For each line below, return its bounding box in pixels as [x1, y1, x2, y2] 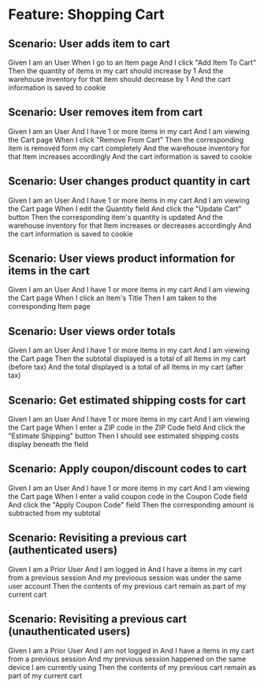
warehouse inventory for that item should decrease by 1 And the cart [8, 75, 231, 84]
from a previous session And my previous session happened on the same [8, 654, 247, 664]
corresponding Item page [8, 302, 91, 311]
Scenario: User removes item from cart [8, 106, 203, 119]
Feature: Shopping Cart [8, 6, 165, 24]
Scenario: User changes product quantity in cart [8, 175, 251, 188]
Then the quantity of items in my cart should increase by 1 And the [8, 66, 224, 76]
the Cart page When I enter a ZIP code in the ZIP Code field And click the [8, 423, 246, 433]
